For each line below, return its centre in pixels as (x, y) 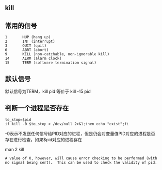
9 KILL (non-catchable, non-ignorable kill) (57, 54)
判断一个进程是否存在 (37, 108)
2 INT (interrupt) (30, 42)
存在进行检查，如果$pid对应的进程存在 (44, 139)
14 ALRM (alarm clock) (33, 59)
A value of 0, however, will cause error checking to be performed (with (81, 158)
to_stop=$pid (18, 119)
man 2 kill (15, 149)
